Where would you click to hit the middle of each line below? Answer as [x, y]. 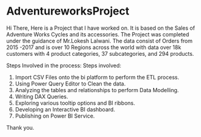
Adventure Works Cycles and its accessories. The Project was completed [98, 34]
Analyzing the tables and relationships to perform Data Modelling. [97, 90]
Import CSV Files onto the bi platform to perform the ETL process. [97, 77]
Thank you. [20, 127]
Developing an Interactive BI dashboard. [65, 109]
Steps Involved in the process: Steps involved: [64, 65]
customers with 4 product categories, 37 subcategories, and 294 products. [100, 53]
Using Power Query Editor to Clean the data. [70, 84]
